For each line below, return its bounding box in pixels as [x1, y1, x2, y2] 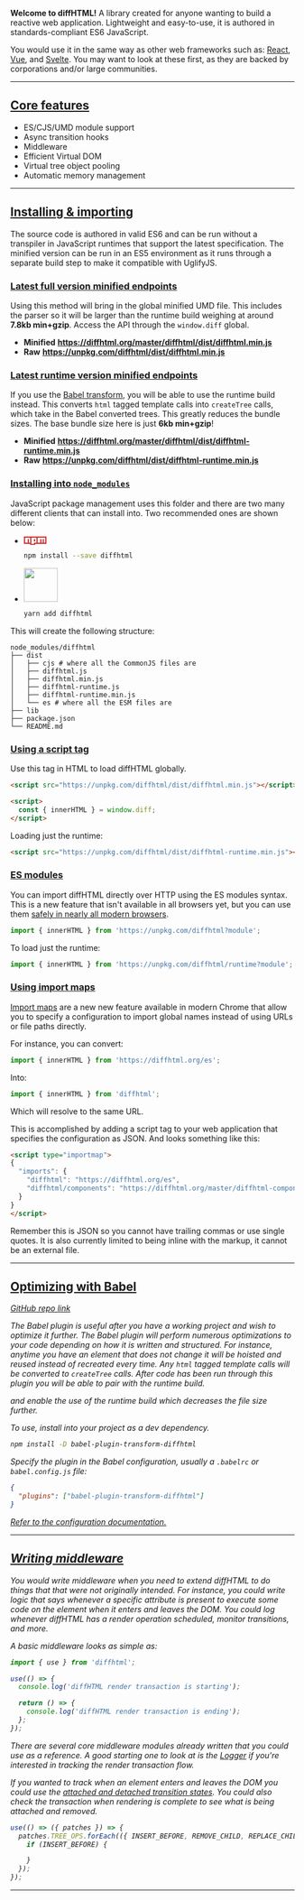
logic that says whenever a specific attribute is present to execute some [10, 1594, 279, 1605]
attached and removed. [10, 1805, 98, 1816]
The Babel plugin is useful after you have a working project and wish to [10, 1321, 276, 1332]
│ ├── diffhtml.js [10, 667, 88, 676]
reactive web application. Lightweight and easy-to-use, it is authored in [10, 17, 275, 28]
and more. [10, 1623, 49, 1634]
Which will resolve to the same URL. [10, 1105, 144, 1117]
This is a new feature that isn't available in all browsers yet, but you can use [10, 899, 291, 909]
